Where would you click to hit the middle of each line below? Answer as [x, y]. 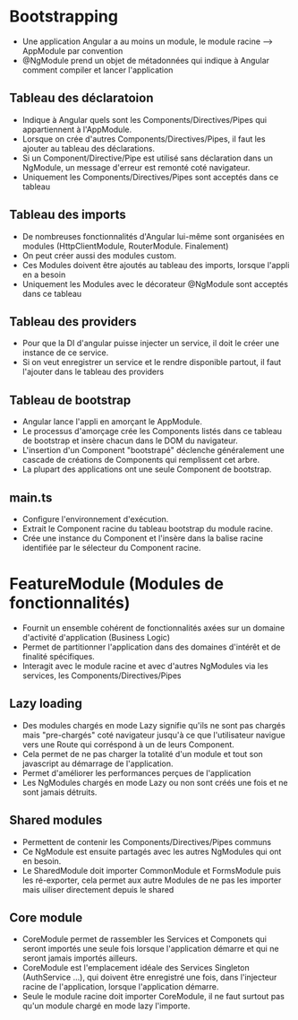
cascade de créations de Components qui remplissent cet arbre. [141, 460]
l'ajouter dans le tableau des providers [93, 372]
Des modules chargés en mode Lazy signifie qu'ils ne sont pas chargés [154, 725]
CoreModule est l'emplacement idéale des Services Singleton [136, 968]
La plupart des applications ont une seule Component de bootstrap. [147, 469]
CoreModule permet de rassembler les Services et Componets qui [144, 939]
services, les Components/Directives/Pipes [102, 676]
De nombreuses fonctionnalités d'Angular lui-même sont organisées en [153, 236]
